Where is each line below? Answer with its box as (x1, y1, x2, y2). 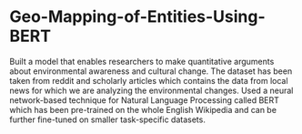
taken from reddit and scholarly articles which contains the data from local (9, 75, 288, 86)
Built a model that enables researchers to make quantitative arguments (9, 56, 275, 67)
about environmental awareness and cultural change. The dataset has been (9, 66, 293, 77)
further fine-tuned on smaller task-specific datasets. (9, 114, 206, 125)
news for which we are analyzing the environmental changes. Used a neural (9, 85, 294, 96)
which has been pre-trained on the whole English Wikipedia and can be (9, 104, 277, 115)
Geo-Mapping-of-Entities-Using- (9, 6, 266, 27)
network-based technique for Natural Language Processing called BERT (9, 94, 280, 106)
